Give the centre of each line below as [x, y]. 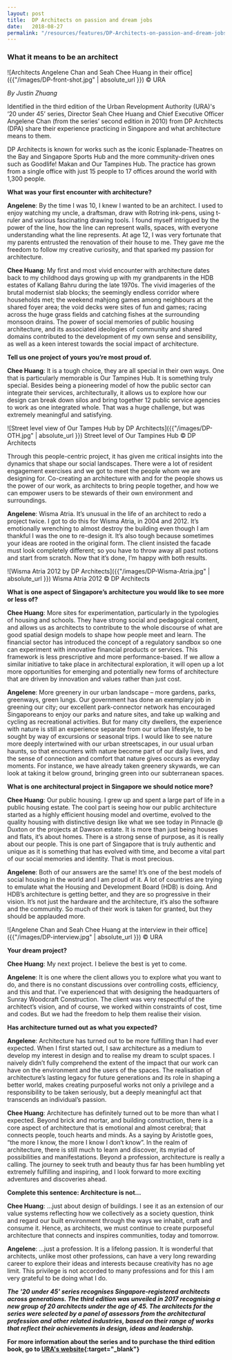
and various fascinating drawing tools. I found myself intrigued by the [120, 220]
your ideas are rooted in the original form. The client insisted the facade [109, 543]
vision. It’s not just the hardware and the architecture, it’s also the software [113, 901]
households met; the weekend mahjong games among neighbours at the [110, 300]
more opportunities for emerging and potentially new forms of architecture [113, 671]
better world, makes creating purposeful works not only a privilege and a [111, 1085]
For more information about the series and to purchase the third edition [111, 1341]
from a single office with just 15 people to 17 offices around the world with [112, 171]
